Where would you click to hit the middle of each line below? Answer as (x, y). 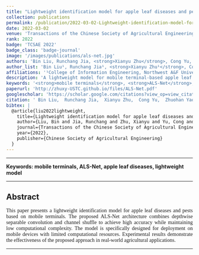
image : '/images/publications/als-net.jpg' (61, 56)
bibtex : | (18, 105)
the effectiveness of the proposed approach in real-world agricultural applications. (91, 240)
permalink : (20, 23)
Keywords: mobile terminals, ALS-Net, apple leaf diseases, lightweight (95, 166)
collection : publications (38, 17)
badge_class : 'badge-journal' (44, 50)
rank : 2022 (20, 39)
